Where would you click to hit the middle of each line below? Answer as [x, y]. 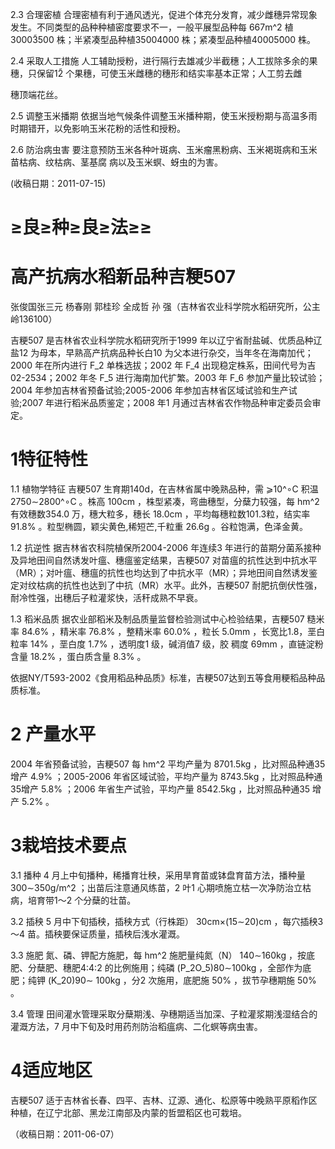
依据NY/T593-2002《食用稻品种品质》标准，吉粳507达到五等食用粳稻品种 [163, 678]
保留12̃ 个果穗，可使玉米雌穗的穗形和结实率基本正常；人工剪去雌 [169, 73]
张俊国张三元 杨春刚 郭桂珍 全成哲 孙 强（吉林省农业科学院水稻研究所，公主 [165, 307]
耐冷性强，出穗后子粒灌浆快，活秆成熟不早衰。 [106, 598]
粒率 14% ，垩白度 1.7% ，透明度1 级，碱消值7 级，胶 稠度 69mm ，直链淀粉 [167, 644]
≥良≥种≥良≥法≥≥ [81, 227]
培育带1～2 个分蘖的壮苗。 [82, 900]
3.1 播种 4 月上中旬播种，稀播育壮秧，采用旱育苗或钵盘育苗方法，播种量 [158, 875]
